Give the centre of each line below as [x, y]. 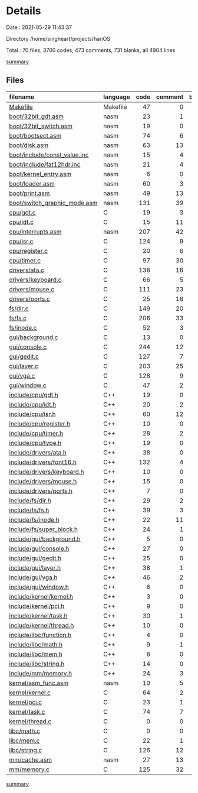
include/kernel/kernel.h [41, 596]
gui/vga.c [22, 375]
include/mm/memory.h [41, 673]
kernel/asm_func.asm [39, 682]
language [117, 97]
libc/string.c [26, 750]
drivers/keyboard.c [35, 279]
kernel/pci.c [26, 702]
